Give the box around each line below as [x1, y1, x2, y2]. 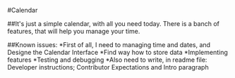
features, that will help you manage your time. [7, 27, 140, 35]
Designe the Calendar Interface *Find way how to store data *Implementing [7, 48, 228, 56]
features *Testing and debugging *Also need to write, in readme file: [7, 56, 207, 64]
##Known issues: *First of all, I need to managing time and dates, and [7, 41, 210, 48]
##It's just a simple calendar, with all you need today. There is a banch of [7, 20, 220, 27]
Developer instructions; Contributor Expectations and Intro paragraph [7, 63, 210, 71]
